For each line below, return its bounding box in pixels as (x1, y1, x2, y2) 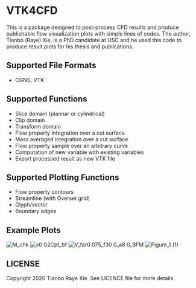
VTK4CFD (6, 4, 58, 18)
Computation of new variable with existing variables (14, 149, 144, 156)
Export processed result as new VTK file (14, 155, 116, 162)
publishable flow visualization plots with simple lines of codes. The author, (6, 30, 191, 37)
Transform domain (14, 123, 62, 130)
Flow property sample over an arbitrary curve (14, 142, 128, 149)
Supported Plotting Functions (6, 172, 119, 182)
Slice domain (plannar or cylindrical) (14, 110, 106, 117)
